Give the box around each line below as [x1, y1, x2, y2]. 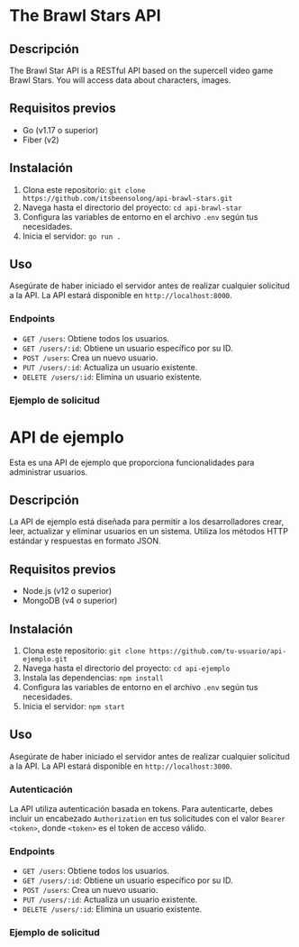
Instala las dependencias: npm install [22, 672, 164, 683]
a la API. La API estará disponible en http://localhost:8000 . [9, 290, 232, 301]
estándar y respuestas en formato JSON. [9, 535, 161, 546]
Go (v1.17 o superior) [22, 124, 99, 135]
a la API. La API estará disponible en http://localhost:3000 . [9, 760, 232, 771]
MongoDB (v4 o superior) [22, 596, 118, 606]
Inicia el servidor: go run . [22, 231, 122, 241]
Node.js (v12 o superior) [22, 586, 113, 596]
